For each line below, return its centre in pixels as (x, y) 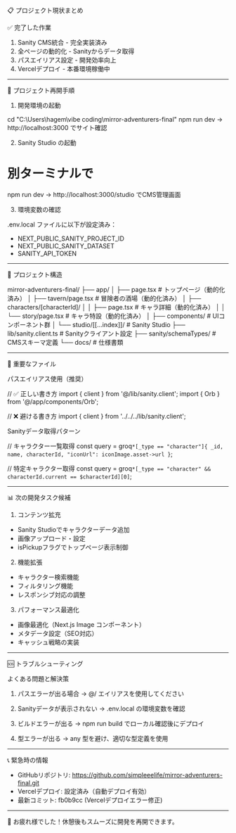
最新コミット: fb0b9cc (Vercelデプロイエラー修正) (90, 800)
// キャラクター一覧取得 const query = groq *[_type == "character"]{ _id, (115, 446)
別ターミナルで (51, 174)
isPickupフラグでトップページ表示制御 (73, 547)
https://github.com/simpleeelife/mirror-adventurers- (147, 775)
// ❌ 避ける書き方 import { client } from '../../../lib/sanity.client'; (97, 416)
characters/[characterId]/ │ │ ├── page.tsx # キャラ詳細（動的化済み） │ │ (117, 307)
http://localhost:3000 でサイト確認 (57, 128)
